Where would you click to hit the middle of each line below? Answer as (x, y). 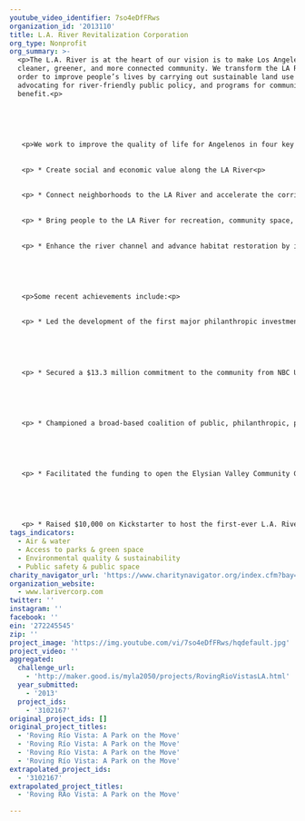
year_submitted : (48, 685)
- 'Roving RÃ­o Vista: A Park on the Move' (99, 795)
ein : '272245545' (42, 626)
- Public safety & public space (79, 567)
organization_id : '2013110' (63, 26)
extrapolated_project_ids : (60, 769)
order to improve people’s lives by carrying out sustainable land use (156, 77)
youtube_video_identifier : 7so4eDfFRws (85, 18)
